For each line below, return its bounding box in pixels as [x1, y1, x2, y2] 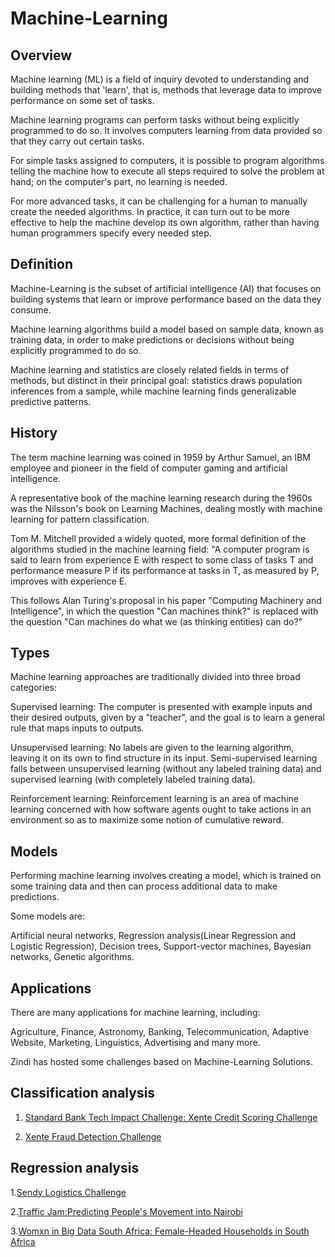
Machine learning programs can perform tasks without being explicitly [10, 114, 300, 126]
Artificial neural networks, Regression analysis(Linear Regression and [10, 930, 297, 942]
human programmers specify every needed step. [10, 227, 212, 239]
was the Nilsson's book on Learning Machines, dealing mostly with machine [10, 502, 323, 514]
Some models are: [10, 910, 85, 922]
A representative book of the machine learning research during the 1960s [10, 492, 313, 504]
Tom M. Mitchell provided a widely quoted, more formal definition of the [10, 532, 307, 544]
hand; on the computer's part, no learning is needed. [10, 176, 228, 187]
